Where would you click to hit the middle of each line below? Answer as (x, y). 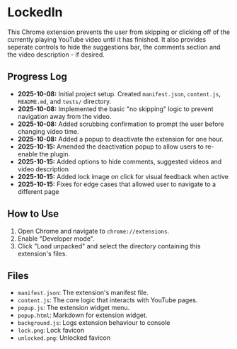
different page (38, 191)
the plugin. (55, 154)
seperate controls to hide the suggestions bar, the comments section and (114, 47)
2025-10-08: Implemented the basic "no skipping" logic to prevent (115, 109)
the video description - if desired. (56, 55)
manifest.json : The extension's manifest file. (83, 293)
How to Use (33, 214)
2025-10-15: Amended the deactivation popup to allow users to (110, 147)
